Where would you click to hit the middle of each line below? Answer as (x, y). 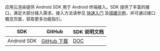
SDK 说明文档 (88, 32)
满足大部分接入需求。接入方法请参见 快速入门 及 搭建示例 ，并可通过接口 (84, 13)
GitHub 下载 (55, 41)
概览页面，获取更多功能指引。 (35, 19)
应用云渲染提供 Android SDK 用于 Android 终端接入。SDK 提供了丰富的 (75, 7)
